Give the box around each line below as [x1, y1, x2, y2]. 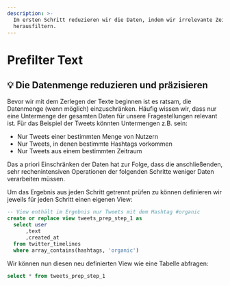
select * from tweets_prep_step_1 [7, 272, 106, 279]
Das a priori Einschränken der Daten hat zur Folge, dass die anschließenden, [7, 160, 223, 168]
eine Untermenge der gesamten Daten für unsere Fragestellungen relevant [7, 112, 218, 120]
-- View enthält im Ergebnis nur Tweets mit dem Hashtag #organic [7, 209, 201, 216]
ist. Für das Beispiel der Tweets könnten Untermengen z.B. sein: [7, 119, 188, 127]
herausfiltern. [13, 23, 57, 29]
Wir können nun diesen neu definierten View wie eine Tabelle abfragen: [7, 259, 209, 268]
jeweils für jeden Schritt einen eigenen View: [7, 196, 133, 204]
